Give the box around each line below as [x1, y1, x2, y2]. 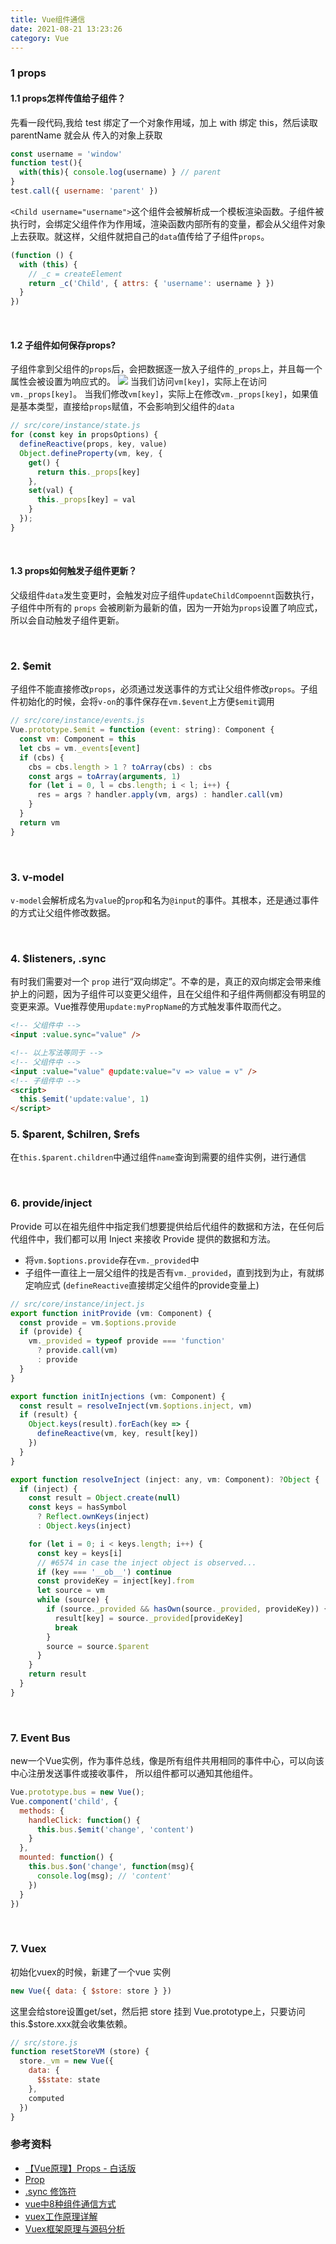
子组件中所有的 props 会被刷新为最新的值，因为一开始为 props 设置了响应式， [10, 602, 323, 614]
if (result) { [19, 1410, 78, 1420]
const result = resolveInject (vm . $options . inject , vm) [19, 1401, 253, 1411]
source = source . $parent [46, 1641, 150, 1651]
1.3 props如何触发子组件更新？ [10, 565, 138, 577]
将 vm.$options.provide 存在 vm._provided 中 [24, 1254, 200, 1266]
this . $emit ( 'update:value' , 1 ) [19, 1094, 150, 1105]
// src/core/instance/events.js [10, 716, 145, 726]
